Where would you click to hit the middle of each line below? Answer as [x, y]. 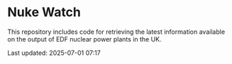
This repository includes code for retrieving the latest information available [116, 32]
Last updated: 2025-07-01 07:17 [54, 53]
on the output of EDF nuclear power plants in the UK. [84, 39]
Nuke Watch [44, 12]
